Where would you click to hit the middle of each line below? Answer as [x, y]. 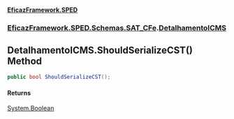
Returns [19, 93]
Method [25, 61]
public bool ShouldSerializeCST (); [59, 77]
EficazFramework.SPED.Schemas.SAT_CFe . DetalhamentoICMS [117, 28]
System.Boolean [31, 109]
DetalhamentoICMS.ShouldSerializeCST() [100, 50]
